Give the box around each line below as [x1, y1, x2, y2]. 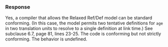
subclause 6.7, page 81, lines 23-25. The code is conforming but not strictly [5, 31, 161, 37]
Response [5, 3, 30, 10]
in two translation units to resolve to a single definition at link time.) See [5, 25, 153, 31]
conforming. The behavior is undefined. [5, 36, 88, 42]
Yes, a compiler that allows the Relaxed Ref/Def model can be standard [5, 15, 152, 21]
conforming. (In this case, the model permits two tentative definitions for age [5, 20, 163, 26]
